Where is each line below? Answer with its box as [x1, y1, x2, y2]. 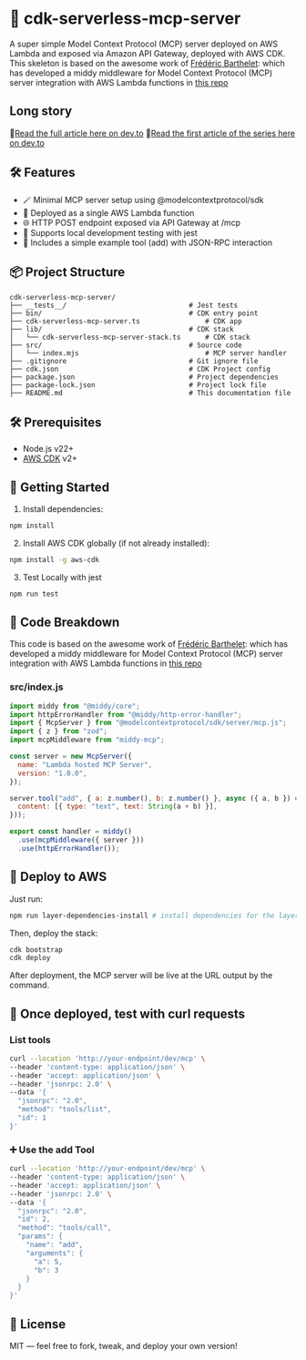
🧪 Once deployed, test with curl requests [9, 1006, 246, 1021]
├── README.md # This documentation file [9, 389, 291, 398]
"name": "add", [25, 1241, 84, 1250]
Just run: [9, 893, 44, 905]
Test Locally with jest [22, 571, 102, 582]
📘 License [9, 1316, 66, 1332]
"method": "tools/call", [17, 1223, 112, 1232]
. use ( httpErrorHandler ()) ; [17, 844, 120, 853]
